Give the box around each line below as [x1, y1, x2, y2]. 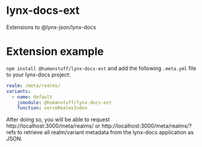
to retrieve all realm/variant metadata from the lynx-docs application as [17, 129, 194, 136]
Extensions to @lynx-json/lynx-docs [6, 23, 96, 31]
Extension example [6, 45, 104, 58]
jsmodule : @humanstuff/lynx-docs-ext [17, 99, 112, 105]
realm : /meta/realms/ [6, 83, 61, 89]
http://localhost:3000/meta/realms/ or [6, 122, 101, 130]
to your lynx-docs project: [6, 70, 71, 78]
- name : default [11, 94, 52, 100]
